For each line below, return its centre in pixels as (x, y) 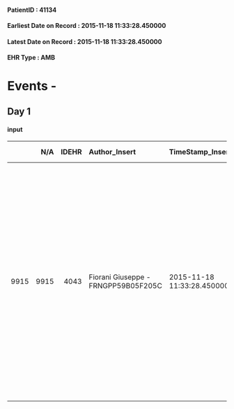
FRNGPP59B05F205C (125, 286)
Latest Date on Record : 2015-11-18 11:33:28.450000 (85, 41)
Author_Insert (112, 152)
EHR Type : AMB (31, 58)
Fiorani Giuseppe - (120, 277)
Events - (32, 85)
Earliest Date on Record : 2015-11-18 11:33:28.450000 (87, 26)
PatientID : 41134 (32, 10)
